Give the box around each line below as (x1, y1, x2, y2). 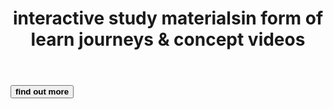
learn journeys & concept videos (30, 28, 306, 51)
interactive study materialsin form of (12, 7, 324, 30)
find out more (15, 87, 70, 97)
